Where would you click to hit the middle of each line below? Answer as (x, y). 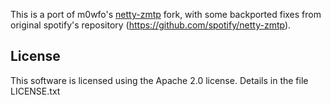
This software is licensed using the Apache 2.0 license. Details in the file (159, 80)
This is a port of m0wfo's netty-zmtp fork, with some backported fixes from (166, 14)
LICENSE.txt (35, 91)
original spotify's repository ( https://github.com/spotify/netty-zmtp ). (151, 25)
